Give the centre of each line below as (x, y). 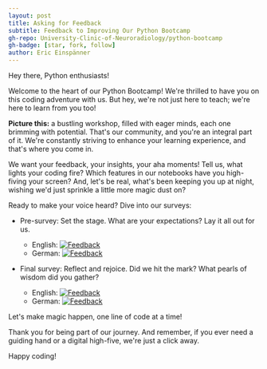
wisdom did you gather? (59, 277)
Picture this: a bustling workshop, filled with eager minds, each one (120, 123)
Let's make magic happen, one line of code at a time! (95, 317)
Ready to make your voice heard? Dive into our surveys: (100, 205)
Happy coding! (33, 356)
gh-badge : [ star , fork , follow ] (62, 46)
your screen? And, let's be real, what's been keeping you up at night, (141, 181)
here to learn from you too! (52, 108)
